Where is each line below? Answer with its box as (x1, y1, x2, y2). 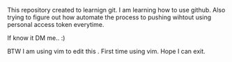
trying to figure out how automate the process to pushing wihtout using (7, 13, 212, 21)
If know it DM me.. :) (7, 34, 65, 42)
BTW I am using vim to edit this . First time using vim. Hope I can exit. (7, 48, 206, 55)
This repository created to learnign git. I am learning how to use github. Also (7, 6, 226, 14)
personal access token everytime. (7, 21, 105, 28)
